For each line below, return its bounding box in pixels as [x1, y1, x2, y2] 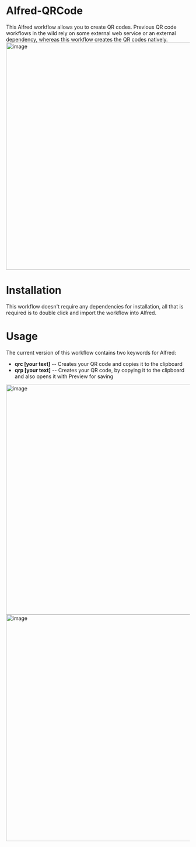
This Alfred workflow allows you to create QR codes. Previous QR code [6, 23, 177, 30]
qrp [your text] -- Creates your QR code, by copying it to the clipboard [14, 366, 185, 373]
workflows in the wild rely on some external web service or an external [6, 29, 176, 36]
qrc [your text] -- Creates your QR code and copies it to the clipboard [14, 360, 183, 367]
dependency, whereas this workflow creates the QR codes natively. [6, 36, 168, 43]
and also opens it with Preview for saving [14, 373, 114, 380]
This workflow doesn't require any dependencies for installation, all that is [6, 303, 184, 310]
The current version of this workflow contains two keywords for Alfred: [6, 349, 177, 356]
